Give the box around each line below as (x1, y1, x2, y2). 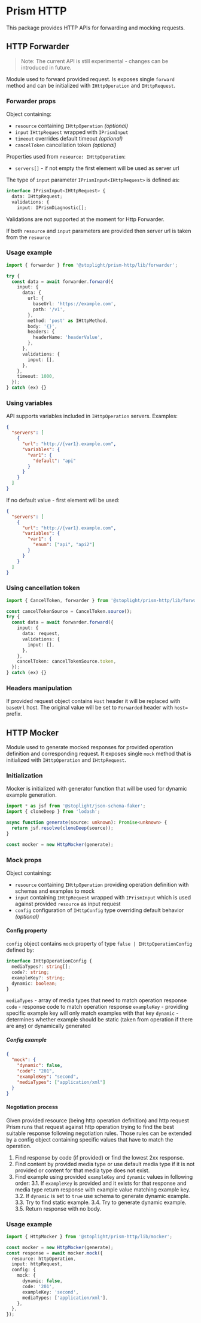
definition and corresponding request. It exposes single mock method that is (6, 750, 191, 758)
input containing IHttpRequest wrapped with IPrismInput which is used (14, 894, 191, 901)
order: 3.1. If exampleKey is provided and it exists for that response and (14, 1179, 187, 1187)
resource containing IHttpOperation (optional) (14, 122, 129, 130)
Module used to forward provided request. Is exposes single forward (6, 75, 175, 82)
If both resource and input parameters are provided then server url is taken (6, 227, 191, 234)
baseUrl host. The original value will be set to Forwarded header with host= (6, 704, 188, 711)
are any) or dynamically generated (6, 1023, 91, 1030)
